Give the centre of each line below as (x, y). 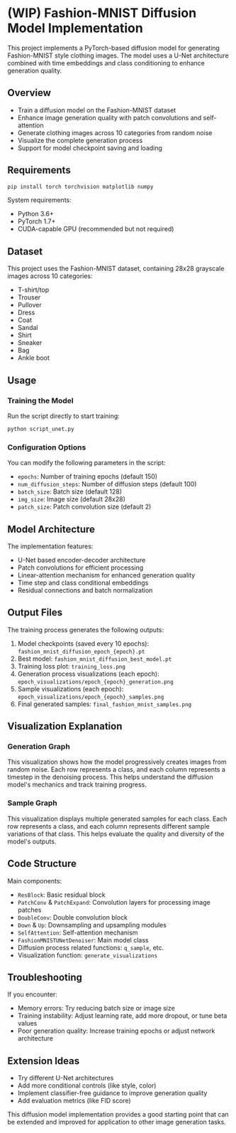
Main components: (35, 881)
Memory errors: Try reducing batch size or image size (96, 1009)
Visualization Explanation (65, 727)
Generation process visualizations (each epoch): (88, 674)
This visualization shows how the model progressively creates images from (117, 762)
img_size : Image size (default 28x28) (72, 499)
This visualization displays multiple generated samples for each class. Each (117, 819)
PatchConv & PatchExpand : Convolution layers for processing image (114, 902)
